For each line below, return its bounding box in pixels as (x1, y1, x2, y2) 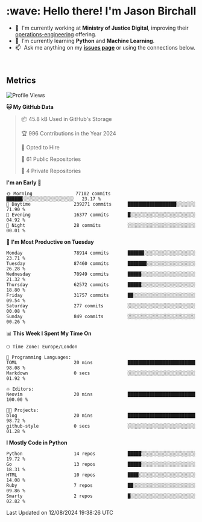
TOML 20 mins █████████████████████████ (6, 359, 196, 365)
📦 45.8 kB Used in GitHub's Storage (21, 115, 112, 122)
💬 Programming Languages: (6, 354, 71, 361)
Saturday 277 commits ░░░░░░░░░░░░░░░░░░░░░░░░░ (6, 302, 196, 309)
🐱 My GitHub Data (6, 103, 54, 110)
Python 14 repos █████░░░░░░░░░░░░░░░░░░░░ (6, 451, 196, 457)
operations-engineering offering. (14, 30, 96, 38)
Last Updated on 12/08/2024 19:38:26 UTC (6, 509, 113, 516)
